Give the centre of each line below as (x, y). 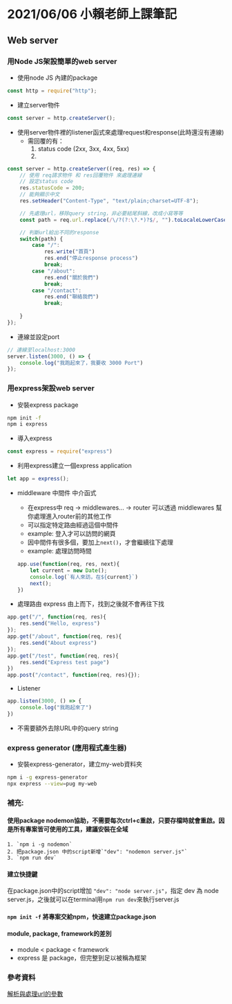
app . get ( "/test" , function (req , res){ (63, 656)
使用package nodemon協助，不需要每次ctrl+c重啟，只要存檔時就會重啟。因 (116, 821)
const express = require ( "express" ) (60, 451)
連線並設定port (38, 336)
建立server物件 (38, 105)
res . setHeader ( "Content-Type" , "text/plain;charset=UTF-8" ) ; (109, 201)
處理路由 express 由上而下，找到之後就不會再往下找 (90, 604)
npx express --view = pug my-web (52, 784)
